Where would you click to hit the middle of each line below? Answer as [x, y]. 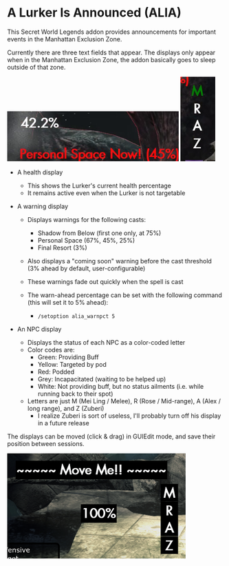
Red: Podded [56, 372]
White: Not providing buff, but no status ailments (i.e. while [121, 386]
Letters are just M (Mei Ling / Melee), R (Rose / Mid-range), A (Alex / [124, 401]
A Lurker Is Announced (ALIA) [94, 13]
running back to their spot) [75, 394]
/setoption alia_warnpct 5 [76, 316]
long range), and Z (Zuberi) [66, 408]
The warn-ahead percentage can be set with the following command [124, 295]
